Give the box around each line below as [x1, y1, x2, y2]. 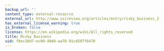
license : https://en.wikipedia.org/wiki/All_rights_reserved [5, 30, 133, 34]
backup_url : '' [5, 7, 36, 12]
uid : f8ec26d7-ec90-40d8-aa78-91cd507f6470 [5, 39, 96, 44]
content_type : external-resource [5, 12, 74, 17]
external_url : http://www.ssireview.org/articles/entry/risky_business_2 [5, 16, 160, 21]
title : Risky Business [5, 34, 52, 39]
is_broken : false [5, 25, 41, 30]
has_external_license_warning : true [5, 20, 80, 26]
